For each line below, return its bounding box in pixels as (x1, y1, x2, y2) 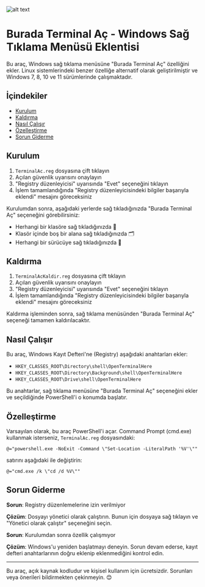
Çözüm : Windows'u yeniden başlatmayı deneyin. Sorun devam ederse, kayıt (6, 543, 198, 550)
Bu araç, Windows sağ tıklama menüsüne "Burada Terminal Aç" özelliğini (6, 60, 189, 67)
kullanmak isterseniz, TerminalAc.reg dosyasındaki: (6, 434, 135, 441)
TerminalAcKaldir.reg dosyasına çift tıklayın (15, 272, 126, 280)
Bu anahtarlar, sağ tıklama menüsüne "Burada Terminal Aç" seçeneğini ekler (6, 387, 198, 395)
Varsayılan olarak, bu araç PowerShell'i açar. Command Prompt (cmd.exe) (6, 428, 192, 434)
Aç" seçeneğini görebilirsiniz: (6, 211, 81, 218)
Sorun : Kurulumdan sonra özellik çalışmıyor (6, 531, 116, 538)
